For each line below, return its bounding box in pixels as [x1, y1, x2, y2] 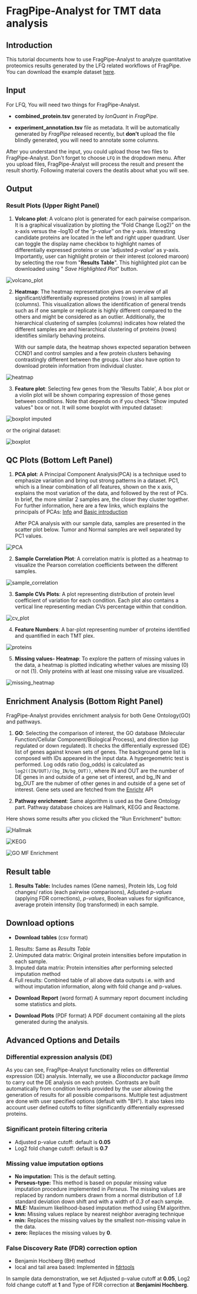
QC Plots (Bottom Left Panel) [6, 455, 113, 465]
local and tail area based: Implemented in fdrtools [14, 1264, 135, 1271]
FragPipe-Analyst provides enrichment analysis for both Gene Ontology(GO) [6, 712, 191, 719]
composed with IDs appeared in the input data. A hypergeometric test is [14, 755, 189, 762]
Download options [6, 918, 75, 928]
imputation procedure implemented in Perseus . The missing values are [14, 1185, 186, 1193]
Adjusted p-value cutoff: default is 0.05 [14, 1138, 111, 1145]
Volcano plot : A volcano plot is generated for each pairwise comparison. [14, 215, 191, 222]
